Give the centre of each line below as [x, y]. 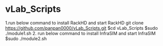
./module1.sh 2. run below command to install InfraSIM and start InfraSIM [80, 33]
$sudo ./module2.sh [26, 39]
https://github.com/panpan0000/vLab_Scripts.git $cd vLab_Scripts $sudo [81, 28]
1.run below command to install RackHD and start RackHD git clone [74, 23]
